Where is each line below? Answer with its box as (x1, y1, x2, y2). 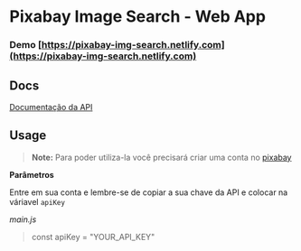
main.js (9, 214, 37, 225)
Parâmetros (9, 169, 54, 180)
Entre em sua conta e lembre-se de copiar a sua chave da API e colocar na (9, 187, 288, 198)
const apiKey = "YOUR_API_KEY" (31, 231, 155, 242)
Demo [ (9, 39, 42, 51)
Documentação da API (9, 101, 93, 112)
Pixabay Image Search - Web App (9, 6, 267, 27)
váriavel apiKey (9, 196, 66, 207)
